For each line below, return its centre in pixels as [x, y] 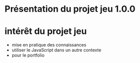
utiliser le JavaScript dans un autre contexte [56, 50]
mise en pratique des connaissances [49, 45]
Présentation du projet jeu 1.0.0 [70, 9]
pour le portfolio [28, 55]
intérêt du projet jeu [46, 31]
